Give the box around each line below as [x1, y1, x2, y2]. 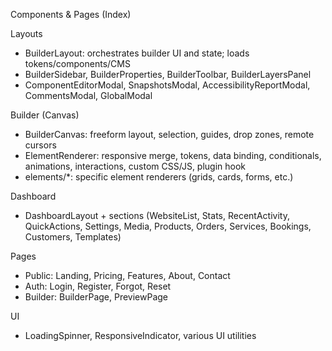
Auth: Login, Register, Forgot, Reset [24, 280, 172, 292]
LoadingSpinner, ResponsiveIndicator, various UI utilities [24, 330, 257, 341]
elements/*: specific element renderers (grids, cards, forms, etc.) [24, 171, 294, 183]
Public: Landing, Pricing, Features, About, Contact [24, 270, 231, 281]
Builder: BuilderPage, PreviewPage [24, 291, 169, 303]
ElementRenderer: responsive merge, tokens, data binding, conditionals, [24, 150, 322, 161]
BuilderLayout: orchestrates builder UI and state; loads [24, 47, 250, 59]
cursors [24, 139, 57, 151]
